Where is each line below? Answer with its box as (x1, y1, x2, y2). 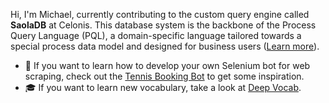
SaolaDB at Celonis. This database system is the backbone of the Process (10, 19, 317, 31)
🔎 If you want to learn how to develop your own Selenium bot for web (24, 60, 311, 71)
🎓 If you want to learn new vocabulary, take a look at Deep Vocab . (24, 82, 302, 93)
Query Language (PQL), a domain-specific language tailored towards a (10, 30, 302, 41)
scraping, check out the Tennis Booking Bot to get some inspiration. (24, 70, 305, 82)
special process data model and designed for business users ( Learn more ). (10, 40, 320, 52)
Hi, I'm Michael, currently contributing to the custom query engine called (10, 9, 310, 20)
